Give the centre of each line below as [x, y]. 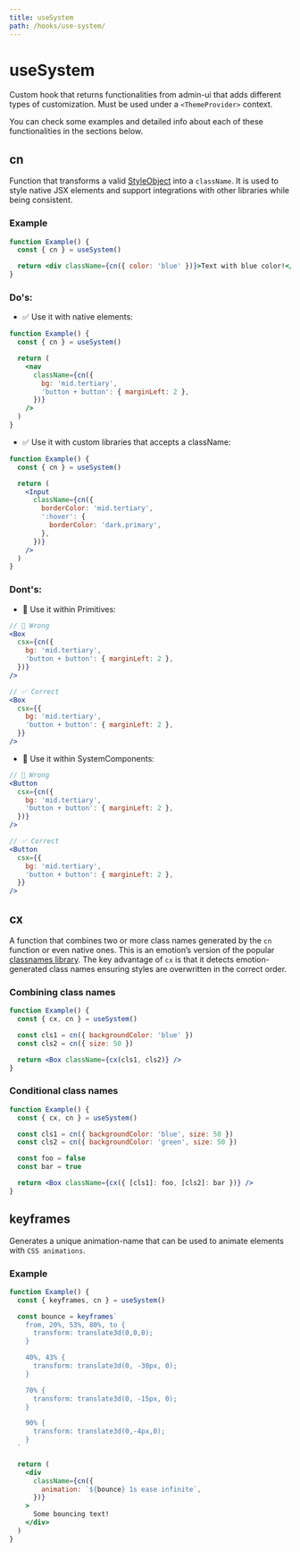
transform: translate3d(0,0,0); [93, 1333]
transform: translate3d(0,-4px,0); [99, 1432]
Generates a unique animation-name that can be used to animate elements [146, 1241]
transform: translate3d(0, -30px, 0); [105, 1366]
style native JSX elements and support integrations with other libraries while [150, 191]
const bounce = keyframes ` [67, 1317]
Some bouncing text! [71, 1514]
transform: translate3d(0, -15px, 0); [105, 1399]
